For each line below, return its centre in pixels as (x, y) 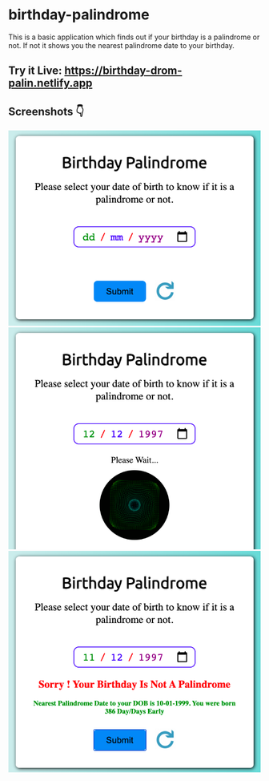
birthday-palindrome (79, 15)
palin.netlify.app (50, 83)
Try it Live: (35, 71)
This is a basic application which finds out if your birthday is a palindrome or (134, 37)
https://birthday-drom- (123, 71)
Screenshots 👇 (46, 111)
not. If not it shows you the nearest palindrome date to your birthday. (121, 45)
